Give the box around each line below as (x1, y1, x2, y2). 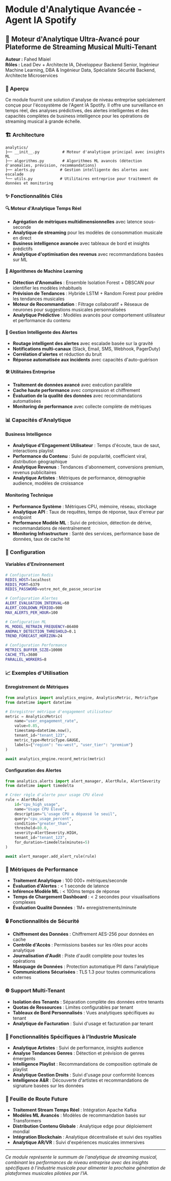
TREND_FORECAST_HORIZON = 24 (5, 634, 63, 639)
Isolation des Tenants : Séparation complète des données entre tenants (12, 999, 164, 1005)
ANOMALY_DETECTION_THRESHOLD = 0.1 (5, 628, 76, 634)
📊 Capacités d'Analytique (5, 416, 71, 424)
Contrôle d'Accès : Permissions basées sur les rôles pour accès (12, 942, 148, 948)
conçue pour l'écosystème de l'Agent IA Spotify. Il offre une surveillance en (5, 102, 163, 108)
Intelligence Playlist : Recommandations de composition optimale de (12, 1061, 158, 1067)
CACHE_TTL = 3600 (5, 652, 38, 658)
